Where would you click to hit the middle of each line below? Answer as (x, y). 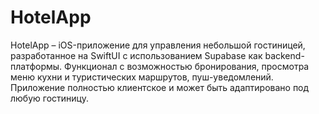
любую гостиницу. (49, 98)
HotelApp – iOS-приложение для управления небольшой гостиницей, (158, 45)
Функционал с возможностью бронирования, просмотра (187, 66)
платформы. (36, 66)
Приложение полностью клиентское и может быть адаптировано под (160, 87)
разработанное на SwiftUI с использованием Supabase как (136, 55)
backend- (284, 55)
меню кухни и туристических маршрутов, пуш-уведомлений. (142, 77)
